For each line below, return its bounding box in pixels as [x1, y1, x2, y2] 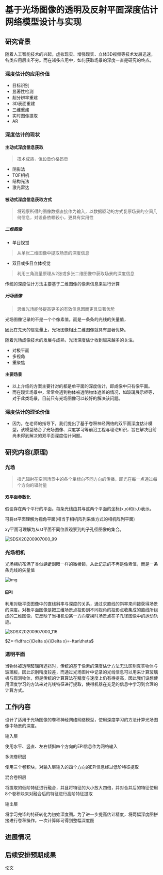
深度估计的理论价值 [5, 408, 50, 415]
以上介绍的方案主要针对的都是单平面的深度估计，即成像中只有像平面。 [12, 383, 153, 389]
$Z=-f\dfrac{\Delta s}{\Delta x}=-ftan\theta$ [5, 638, 94, 644]
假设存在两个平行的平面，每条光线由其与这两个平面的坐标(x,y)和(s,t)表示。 [5, 505, 154, 511]
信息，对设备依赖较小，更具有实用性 [21, 214, 94, 220]
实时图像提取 [12, 113, 38, 119]
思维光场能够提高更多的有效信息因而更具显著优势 [16, 306, 115, 312]
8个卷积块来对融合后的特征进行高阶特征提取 [5, 791, 93, 796]
